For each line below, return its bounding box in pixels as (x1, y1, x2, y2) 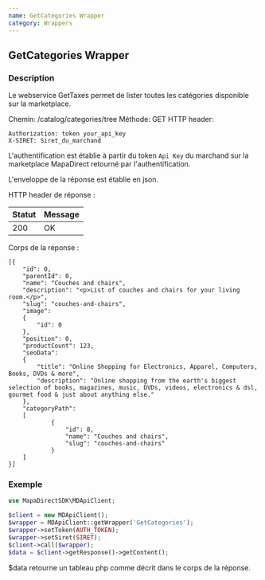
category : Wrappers (8, 19, 73, 27)
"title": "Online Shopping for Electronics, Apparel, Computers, (37, 363, 259, 371)
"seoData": (22, 349, 59, 357)
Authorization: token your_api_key (8, 130, 127, 138)
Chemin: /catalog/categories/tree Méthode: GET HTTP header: (8, 115, 214, 124)
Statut (12, 209, 37, 220)
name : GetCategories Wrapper (8, 11, 105, 20)
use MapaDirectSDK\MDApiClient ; (8, 497, 115, 505)
